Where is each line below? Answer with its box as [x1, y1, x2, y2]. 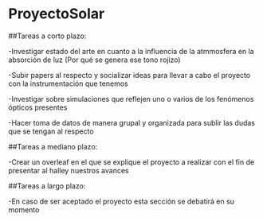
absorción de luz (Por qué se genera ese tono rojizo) [8, 55, 181, 64]
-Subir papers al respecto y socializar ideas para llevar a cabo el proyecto [8, 70, 251, 79]
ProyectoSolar [8, 5, 105, 23]
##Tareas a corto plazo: [8, 31, 87, 41]
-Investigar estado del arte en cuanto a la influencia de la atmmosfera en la [8, 46, 254, 56]
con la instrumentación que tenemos [8, 79, 129, 88]
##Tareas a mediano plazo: [8, 142, 98, 151]
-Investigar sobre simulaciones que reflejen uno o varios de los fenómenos [8, 94, 254, 103]
